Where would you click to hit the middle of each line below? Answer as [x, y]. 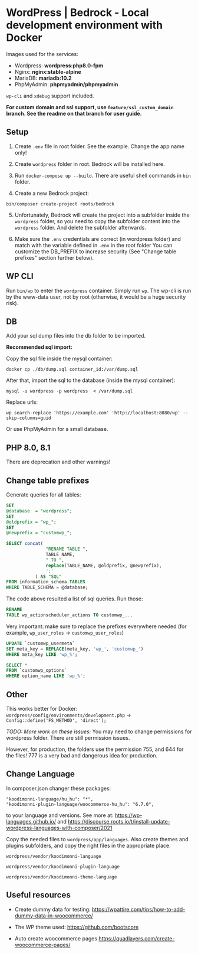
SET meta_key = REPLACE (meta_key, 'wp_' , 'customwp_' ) [75, 649]
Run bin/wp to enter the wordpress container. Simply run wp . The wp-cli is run [99, 290]
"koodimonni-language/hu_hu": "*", [50, 799]
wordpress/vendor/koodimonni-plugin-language [63, 867]
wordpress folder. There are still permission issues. [68, 737]
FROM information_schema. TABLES [46, 582]
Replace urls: [22, 402]
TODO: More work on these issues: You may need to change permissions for [99, 731]
